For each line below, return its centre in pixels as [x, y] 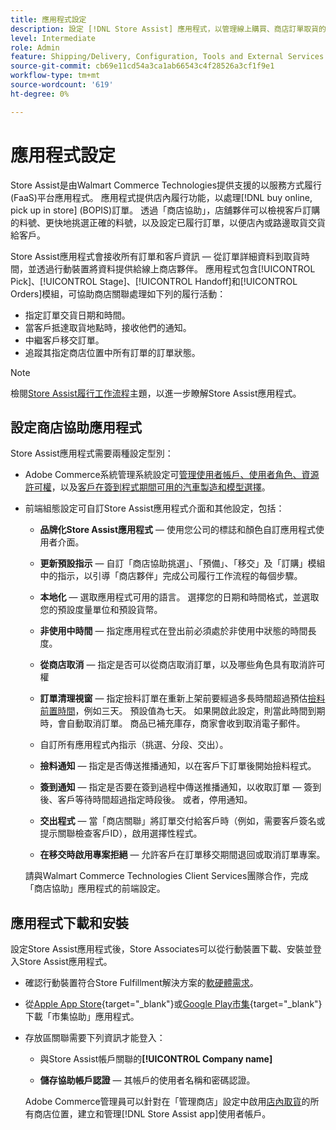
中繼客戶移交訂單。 [64, 340]
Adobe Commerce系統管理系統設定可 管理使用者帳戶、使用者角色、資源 [172, 475]
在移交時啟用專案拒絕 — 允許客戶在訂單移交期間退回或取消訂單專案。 [182, 855]
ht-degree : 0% [40, 94]
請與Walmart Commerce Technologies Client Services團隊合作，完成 [166, 876]
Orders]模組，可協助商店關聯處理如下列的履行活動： [118, 293]
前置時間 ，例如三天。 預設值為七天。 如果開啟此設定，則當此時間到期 [182, 711]
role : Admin [35, 47]
